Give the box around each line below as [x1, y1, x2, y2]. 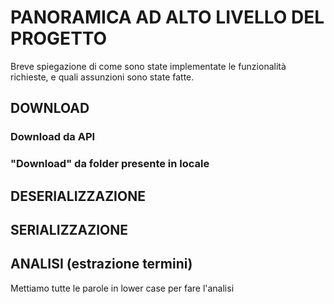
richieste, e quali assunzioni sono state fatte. [10, 71, 195, 83]
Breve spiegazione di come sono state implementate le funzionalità [10, 60, 287, 72]
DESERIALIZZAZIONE [10, 187, 146, 205]
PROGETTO [10, 27, 108, 50]
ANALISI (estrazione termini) [10, 256, 193, 273]
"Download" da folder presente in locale [10, 157, 210, 171]
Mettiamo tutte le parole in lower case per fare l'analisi [10, 282, 235, 294]
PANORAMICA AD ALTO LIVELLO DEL [10, 6, 325, 29]
